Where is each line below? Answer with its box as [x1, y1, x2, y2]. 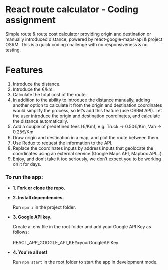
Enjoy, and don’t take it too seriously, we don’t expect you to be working [12, 156, 161, 162]
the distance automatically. [12, 118, 69, 124]
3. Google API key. [12, 214, 52, 220]
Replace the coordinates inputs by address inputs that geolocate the [12, 145, 154, 151]
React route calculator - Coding [5, 4, 139, 15]
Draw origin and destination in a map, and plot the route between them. [12, 134, 160, 140]
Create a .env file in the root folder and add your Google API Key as [12, 224, 151, 230]
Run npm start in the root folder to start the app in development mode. [12, 259, 158, 265]
